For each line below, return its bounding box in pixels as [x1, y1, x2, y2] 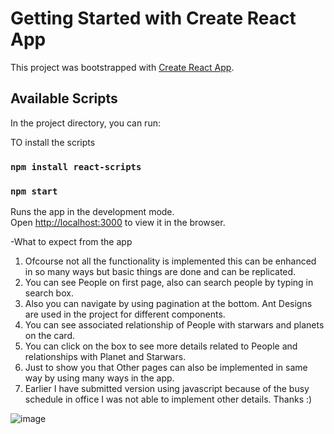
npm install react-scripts [10, 161, 142, 172]
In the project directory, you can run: [10, 117, 161, 129]
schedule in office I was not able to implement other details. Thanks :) [24, 393, 313, 405]
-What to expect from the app [10, 235, 133, 247]
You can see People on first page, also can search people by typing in [24, 276, 314, 288]
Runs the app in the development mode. [10, 205, 175, 217]
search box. [24, 287, 74, 299]
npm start [10, 185, 58, 197]
